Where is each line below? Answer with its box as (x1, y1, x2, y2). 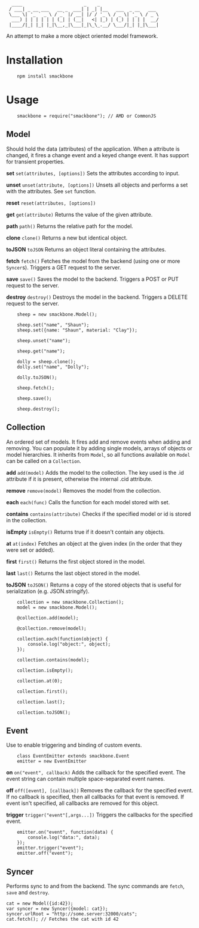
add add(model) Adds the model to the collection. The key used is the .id (6, 469, 184, 476)
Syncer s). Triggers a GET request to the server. (6, 264, 121, 271)
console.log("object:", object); (27, 641, 111, 647)
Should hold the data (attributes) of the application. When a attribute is (6, 145, 180, 152)
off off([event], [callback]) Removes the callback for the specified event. (6, 787, 193, 794)
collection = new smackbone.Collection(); (17, 599, 124, 605)
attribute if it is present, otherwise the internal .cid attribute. (6, 475, 153, 483)
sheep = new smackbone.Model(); (17, 311, 97, 318)
